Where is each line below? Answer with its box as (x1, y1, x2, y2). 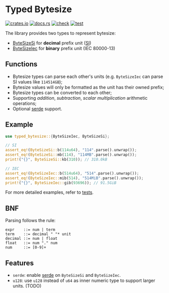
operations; (12, 100, 37, 106)
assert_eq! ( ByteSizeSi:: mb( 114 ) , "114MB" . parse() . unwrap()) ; (5, 152, 137, 157)
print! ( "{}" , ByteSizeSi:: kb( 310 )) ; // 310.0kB (5, 157, 108, 162)
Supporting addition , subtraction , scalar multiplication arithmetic (12, 95, 148, 101)
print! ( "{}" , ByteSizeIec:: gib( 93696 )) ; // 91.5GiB (5, 180, 116, 185)
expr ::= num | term (5, 227, 56, 232)
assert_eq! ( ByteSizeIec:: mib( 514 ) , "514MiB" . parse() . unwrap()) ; (5, 176, 144, 181)
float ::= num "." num (5, 240, 58, 246)
